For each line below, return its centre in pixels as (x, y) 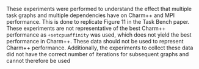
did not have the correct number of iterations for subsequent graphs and (98, 54)
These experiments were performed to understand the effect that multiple (99, 9)
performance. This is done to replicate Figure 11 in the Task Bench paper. (98, 22)
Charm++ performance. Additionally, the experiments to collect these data (100, 48)
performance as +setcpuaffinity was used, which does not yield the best (99, 35)
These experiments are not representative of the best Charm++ (86, 28)
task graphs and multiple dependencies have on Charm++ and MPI (91, 15)
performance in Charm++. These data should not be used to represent (95, 41)
